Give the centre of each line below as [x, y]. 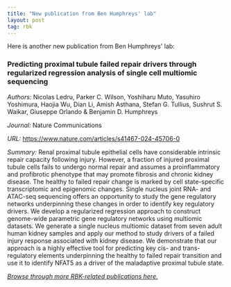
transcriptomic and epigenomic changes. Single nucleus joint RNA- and [109, 189]
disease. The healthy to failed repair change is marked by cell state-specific [115, 181]
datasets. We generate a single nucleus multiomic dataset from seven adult [115, 226]
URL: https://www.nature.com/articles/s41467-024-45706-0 [94, 138]
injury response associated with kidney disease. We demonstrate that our [112, 240]
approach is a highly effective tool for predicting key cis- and [94, 248]
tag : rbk [20, 26]
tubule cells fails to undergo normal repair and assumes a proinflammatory [114, 167]
